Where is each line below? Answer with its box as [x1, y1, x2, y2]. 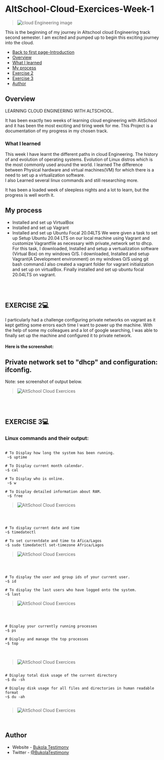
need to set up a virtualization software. [5, 172, 85, 178]
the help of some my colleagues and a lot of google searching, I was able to [5, 327, 158, 333]
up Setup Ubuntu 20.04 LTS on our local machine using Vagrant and [12, 235, 150, 241]
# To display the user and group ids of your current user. [5, 574, 131, 580]
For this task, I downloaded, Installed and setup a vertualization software [12, 245, 159, 251]
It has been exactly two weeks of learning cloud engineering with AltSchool [5, 117, 158, 123]
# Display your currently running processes [5, 623, 97, 629]
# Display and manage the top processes [5, 637, 89, 642]
